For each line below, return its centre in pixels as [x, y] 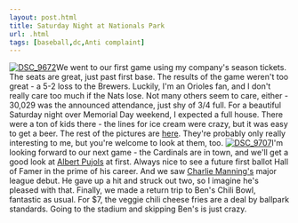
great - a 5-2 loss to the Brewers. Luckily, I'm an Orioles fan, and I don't [140, 86]
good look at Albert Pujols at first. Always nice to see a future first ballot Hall [149, 162]
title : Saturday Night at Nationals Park [87, 26]
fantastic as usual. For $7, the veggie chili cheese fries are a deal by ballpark [149, 200]
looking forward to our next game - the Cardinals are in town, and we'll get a [149, 153]
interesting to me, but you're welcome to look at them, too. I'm [146, 143]
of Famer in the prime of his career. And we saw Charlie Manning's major [143, 171]
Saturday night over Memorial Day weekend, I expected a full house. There [146, 115]
